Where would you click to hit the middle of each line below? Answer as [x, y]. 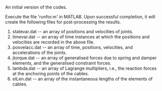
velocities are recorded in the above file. [54, 42]
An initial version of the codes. [36, 7]
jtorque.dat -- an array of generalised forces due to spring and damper [84, 58]
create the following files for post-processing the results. [63, 22]
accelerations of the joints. [39, 52]
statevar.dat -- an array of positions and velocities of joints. [73, 31]
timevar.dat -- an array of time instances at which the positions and [81, 37]
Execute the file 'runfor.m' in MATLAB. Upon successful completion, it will [80, 17]
